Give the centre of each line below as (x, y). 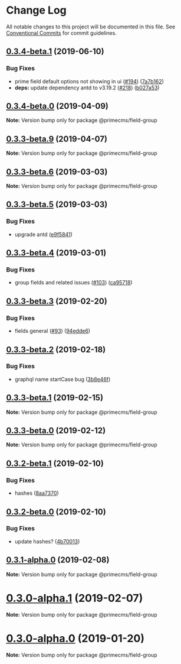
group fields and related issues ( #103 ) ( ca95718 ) (73, 283)
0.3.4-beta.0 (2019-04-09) (57, 106)
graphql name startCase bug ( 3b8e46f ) (62, 379)
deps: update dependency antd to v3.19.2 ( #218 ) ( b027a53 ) (87, 88)
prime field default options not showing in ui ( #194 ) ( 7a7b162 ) (89, 81)
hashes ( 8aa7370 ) (37, 493)
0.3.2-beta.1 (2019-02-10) (55, 463)
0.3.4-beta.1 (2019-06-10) (55, 52)
